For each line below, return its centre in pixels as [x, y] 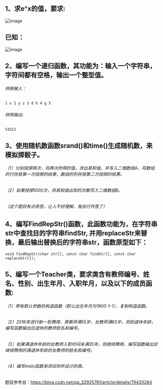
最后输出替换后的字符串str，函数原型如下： [83, 243]
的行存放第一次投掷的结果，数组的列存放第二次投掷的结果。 [65, 174]
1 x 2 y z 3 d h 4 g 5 [28, 103]
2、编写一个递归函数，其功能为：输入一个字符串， [81, 66]
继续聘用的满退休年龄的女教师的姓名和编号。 [50, 350]
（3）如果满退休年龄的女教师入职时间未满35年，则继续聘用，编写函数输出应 [81, 344]
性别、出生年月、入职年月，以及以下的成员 [82, 283]
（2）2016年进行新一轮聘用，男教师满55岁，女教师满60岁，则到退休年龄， [80, 322]
